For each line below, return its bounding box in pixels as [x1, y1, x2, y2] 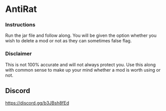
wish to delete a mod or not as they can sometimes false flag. [5, 38, 132, 44]
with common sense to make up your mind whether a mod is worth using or [5, 67, 161, 73]
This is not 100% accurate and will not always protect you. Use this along [5, 61, 156, 68]
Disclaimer [5, 50, 32, 57]
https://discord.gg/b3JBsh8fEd [5, 100, 69, 106]
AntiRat [5, 3, 37, 15]
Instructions [5, 21, 36, 28]
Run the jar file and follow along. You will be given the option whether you [5, 32, 156, 38]
